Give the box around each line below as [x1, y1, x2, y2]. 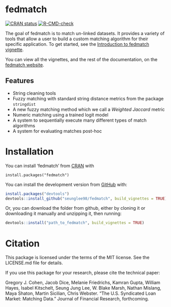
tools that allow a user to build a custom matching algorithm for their [5, 36, 149, 42]
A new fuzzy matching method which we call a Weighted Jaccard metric [12, 106, 165, 113]
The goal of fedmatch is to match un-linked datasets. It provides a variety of [5, 30, 165, 36]
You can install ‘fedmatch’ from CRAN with [5, 162, 94, 169]
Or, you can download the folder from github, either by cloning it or [5, 205, 146, 211]
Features [5, 76, 34, 85]
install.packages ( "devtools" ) [5, 191, 70, 197]
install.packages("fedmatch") [5, 172, 70, 178]
